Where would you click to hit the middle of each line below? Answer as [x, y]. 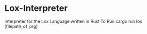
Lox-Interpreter [36, 8]
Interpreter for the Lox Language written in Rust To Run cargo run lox [73, 21]
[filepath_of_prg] [21, 26]
